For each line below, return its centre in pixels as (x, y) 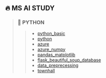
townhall (46, 70)
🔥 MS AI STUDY (30, 8)
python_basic (51, 33)
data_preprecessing (58, 65)
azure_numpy (51, 49)
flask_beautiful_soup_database (69, 60)
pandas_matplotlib (56, 54)
